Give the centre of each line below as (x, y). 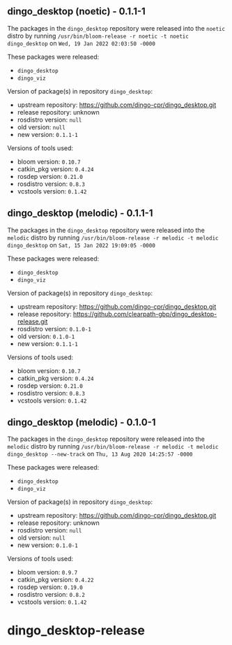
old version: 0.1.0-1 (46, 336)
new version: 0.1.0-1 (47, 545)
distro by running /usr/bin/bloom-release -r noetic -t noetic (98, 36)
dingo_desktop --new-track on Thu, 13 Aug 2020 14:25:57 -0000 (100, 454)
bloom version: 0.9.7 (47, 572)
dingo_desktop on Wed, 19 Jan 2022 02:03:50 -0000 (81, 43)
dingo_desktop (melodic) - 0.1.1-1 (80, 213)
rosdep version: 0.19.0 (50, 587)
